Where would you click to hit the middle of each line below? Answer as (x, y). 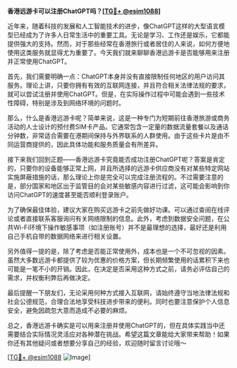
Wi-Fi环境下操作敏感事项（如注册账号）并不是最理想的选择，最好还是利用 (120, 227)
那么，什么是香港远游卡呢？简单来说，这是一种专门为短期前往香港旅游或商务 (119, 118)
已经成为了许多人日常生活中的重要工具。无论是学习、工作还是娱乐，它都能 (121, 35)
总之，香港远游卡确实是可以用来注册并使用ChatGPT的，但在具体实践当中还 (116, 325)
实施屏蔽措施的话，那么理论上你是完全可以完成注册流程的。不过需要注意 (112, 177)
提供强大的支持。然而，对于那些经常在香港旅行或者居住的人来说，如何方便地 (119, 44)
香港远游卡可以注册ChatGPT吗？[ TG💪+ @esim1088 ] (84, 11)
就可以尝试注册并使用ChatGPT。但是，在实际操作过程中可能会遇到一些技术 (116, 94)
